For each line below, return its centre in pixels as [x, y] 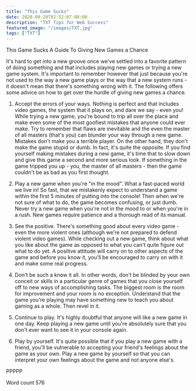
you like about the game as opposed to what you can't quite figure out [99, 245]
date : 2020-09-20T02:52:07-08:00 [47, 17]
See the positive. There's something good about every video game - [97, 226]
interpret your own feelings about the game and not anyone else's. [95, 360]
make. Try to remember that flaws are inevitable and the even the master [102, 129]
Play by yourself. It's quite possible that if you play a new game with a [98, 341]
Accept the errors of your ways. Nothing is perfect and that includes [97, 104]
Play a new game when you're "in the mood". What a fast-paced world [99, 184]
